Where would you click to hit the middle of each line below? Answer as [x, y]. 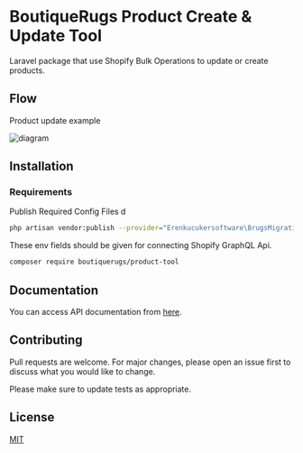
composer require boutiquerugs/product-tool [94, 262]
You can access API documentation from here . [96, 312]
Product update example [55, 120]
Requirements [41, 192]
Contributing [46, 340]
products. [27, 70]
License [32, 417]
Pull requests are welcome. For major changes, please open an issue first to [150, 362]
